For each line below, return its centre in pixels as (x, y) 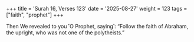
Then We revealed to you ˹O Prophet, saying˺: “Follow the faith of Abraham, (97, 26)
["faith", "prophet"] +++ (35, 15)
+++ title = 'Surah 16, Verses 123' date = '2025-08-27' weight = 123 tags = (97, 9)
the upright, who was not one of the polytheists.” (65, 33)
